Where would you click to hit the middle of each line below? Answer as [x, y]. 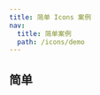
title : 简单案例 [45, 33]
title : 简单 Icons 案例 [50, 17]
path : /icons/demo [51, 42]
